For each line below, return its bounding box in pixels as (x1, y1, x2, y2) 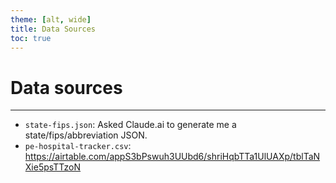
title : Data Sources (10, 24, 97, 34)
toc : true (10, 33, 52, 43)
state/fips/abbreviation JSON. (24, 129, 148, 141)
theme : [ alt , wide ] (10, 14, 92, 25)
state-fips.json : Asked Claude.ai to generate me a (24, 119, 237, 131)
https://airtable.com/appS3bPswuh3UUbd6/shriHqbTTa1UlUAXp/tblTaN (24, 151, 321, 163)
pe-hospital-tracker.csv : (24, 140, 132, 152)
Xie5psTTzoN (24, 161, 82, 173)
